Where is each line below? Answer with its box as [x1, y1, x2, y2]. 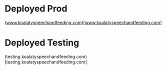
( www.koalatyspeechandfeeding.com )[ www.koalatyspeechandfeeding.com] [4, 19, 162, 25]
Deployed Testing [4, 37, 79, 48]
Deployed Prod [4, 3, 67, 14]
